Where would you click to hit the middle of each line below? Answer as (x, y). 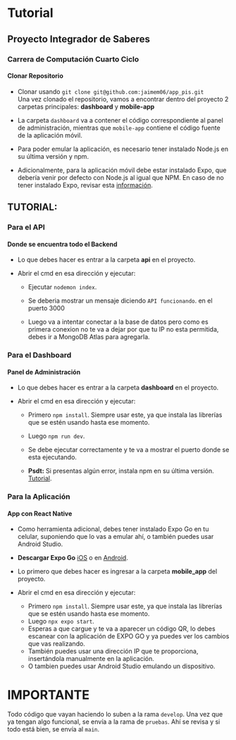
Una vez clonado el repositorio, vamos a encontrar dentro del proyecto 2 (123, 99)
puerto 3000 (46, 308)
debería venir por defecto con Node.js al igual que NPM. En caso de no (120, 177)
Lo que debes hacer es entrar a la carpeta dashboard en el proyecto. (118, 388)
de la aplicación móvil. (50, 135)
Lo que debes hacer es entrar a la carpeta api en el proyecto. (106, 260)
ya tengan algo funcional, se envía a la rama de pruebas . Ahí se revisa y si (114, 722)
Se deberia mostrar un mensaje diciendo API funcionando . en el (120, 301)
